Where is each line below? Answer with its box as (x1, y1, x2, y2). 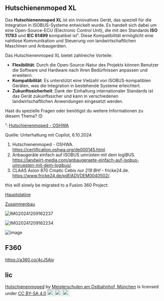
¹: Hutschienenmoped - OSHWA (5, 122, 69, 128)
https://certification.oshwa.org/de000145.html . (12, 146, 106, 152)
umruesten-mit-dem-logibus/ (12, 162, 71, 168)
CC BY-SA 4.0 (18, 291, 46, 297)
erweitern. (12, 72, 33, 78)
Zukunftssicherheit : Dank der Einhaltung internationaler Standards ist (12, 88, 153, 93)
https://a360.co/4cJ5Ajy (5, 256, 55, 262)
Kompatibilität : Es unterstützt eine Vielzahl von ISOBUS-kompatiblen (12, 77, 151, 83)
